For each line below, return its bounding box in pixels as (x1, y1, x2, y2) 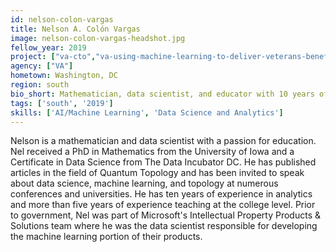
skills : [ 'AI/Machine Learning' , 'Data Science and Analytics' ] (10, 107, 284, 118)
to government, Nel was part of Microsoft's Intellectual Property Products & (10, 209, 321, 221)
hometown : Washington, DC (10, 71, 118, 81)
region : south (10, 80, 70, 90)
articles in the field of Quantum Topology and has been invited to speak (10, 167, 305, 179)
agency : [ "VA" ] (10, 61, 74, 71)
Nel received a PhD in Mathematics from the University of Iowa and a (10, 146, 295, 158)
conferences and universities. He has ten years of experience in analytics (10, 188, 313, 200)
